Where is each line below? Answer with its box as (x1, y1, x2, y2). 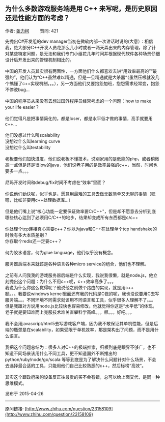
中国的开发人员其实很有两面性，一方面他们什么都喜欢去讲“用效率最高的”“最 (5, 68, 157, 74)
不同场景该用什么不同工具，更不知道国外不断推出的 (13, 350, 117, 356)
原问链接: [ (5, 405, 27, 412)
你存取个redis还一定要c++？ (5, 238, 62, 244)
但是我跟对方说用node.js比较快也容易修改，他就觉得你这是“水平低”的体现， (5, 303, 157, 309)
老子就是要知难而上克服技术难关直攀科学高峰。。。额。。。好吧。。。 (5, 309, 134, 315)
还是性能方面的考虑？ (5, 14, 70, 22)
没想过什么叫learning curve (5, 138, 60, 144)
